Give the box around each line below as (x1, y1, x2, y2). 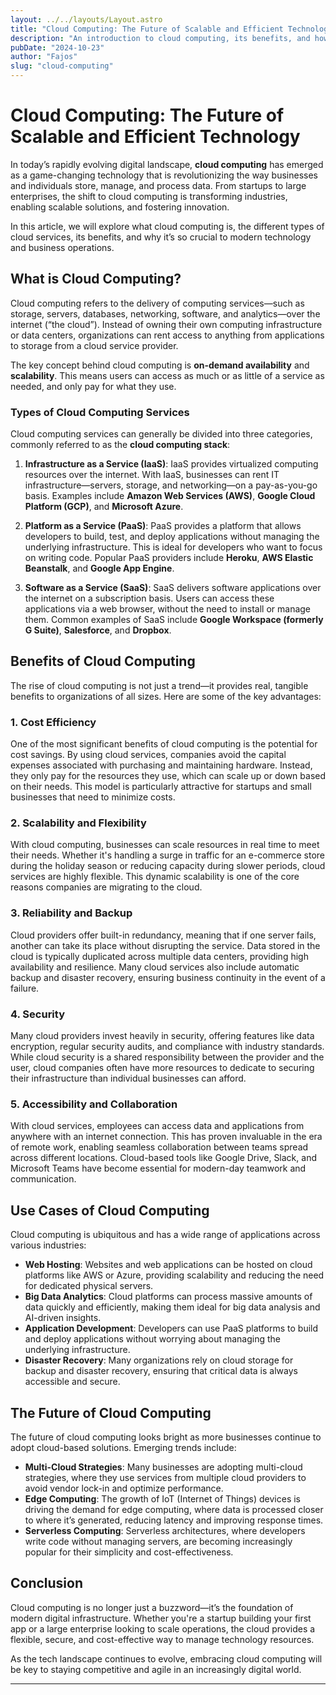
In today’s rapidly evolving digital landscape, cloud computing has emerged (10, 158, 324, 170)
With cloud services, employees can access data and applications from (10, 1120, 305, 1132)
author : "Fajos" (10, 52, 78, 62)
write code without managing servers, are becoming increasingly (24, 1535, 293, 1547)
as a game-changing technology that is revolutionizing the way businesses (10, 169, 318, 181)
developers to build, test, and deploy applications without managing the (24, 531, 320, 543)
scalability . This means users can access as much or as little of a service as (10, 369, 325, 381)
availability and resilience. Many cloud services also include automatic (10, 961, 300, 973)
